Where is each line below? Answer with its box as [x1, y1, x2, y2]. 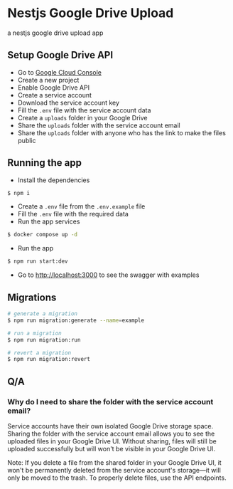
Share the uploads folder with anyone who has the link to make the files [17, 128, 226, 137]
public [17, 136, 36, 144]
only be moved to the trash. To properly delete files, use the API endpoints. [7, 473, 227, 482]
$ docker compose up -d [7, 231, 78, 238]
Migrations [7, 291, 57, 303]
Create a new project [17, 75, 80, 84]
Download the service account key [17, 98, 119, 107]
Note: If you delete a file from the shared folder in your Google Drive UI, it [7, 458, 222, 467]
